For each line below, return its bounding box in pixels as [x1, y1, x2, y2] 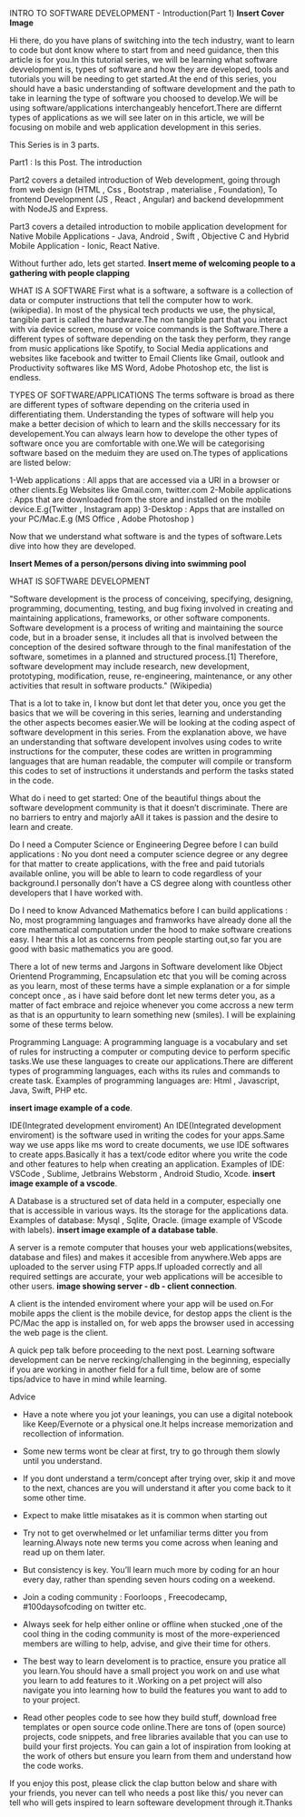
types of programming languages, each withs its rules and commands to [9, 1066, 280, 1076]
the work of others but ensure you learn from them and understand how [22, 1751, 292, 1761]
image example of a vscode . [9, 1178, 118, 1189]
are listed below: [9, 458, 72, 468]
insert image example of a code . [9, 1102, 133, 1113]
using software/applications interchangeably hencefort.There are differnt [9, 103, 282, 113]
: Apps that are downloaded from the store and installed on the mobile [9, 494, 271, 505]
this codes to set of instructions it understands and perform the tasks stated [9, 765, 294, 775]
